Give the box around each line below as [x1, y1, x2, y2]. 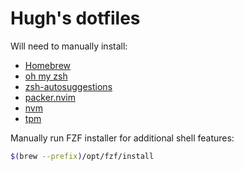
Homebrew [24, 59, 71, 71]
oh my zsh [24, 70, 68, 82]
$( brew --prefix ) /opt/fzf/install [10, 151, 155, 161]
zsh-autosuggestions [24, 80, 113, 92]
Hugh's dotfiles [10, 7, 141, 30]
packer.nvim [24, 91, 76, 103]
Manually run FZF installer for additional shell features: [10, 132, 235, 144]
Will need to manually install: [10, 40, 128, 52]
